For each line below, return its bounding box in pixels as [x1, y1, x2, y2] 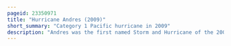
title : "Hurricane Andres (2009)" [7, 16, 107, 23]
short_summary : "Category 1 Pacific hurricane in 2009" [7, 22, 170, 29]
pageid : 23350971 [7, 9, 57, 17]
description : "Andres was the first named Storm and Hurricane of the [7, 28, 214, 36]
